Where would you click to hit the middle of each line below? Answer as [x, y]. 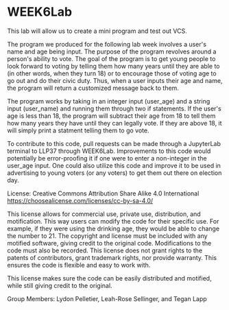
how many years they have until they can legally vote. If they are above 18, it [114, 123]
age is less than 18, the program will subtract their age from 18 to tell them [111, 116]
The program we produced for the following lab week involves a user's [107, 44]
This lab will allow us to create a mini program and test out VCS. [97, 31]
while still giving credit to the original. [60, 285]
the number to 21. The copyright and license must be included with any [107, 236]
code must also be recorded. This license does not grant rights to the [105, 250]
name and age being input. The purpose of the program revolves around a [112, 51]
